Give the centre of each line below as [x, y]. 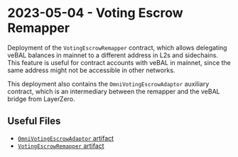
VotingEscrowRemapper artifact [61, 146]
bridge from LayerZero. [42, 99]
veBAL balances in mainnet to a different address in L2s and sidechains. [113, 55]
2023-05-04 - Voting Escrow [95, 13]
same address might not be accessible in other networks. [91, 70]
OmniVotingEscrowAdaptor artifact [66, 138]
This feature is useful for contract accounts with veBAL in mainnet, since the [119, 62]
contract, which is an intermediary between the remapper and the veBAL [114, 91]
